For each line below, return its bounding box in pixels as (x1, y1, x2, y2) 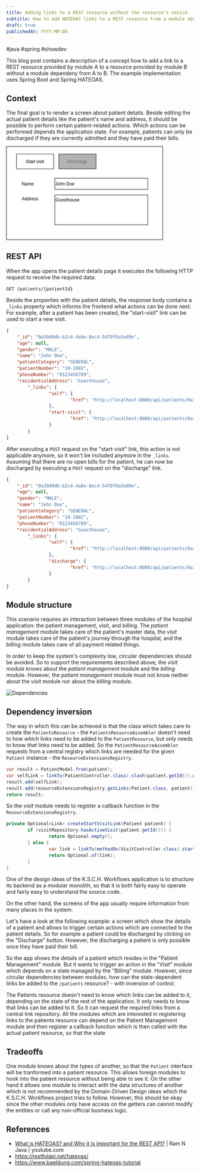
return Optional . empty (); (48, 834, 113, 840)
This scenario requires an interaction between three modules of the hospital (6, 615, 192, 623)
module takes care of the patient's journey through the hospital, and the (6, 635, 183, 642)
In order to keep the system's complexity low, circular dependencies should (6, 652, 192, 660)
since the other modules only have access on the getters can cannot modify (6, 1101, 193, 1108)
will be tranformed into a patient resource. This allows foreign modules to (6, 1069, 186, 1076)
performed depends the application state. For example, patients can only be (6, 128, 192, 135)
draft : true (6, 22, 36, 28)
